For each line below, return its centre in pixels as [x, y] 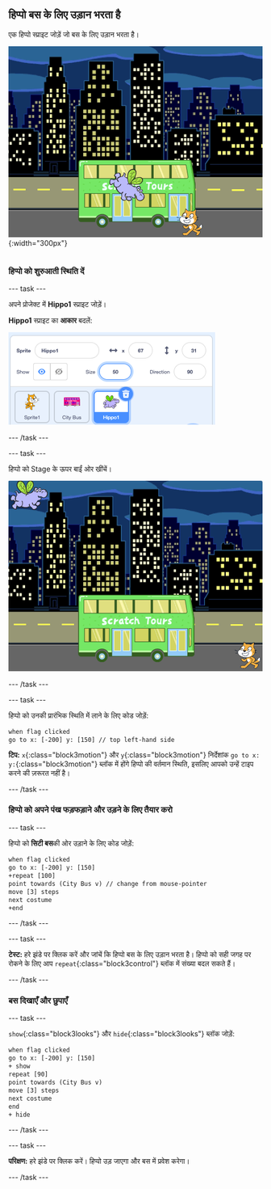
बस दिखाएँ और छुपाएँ [38, 1001]
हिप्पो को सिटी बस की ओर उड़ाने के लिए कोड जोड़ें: [71, 843]
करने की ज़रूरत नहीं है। [40, 773]
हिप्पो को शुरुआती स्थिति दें [46, 271]
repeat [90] [28, 1075]
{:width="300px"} [38, 243]
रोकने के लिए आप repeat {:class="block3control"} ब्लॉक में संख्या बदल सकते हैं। [122, 963]
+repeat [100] [32, 875]
